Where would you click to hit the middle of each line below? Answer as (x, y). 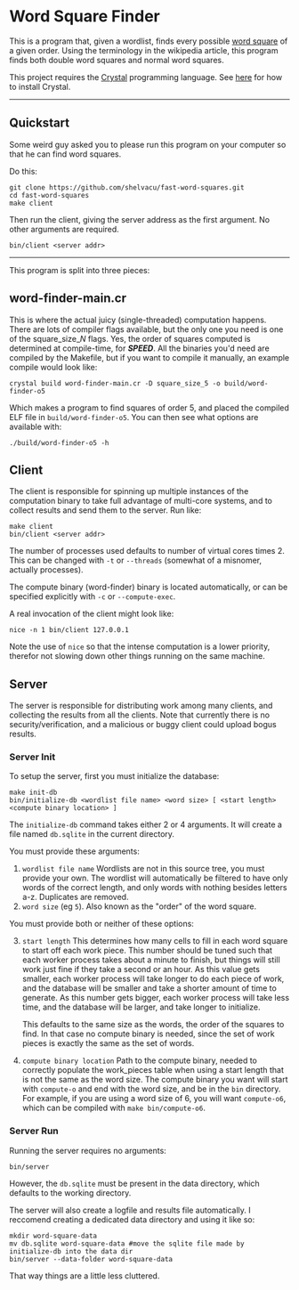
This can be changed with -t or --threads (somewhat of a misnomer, (136, 560)
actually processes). (46, 570)
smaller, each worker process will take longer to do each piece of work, (153, 979)
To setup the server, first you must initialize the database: (114, 776)
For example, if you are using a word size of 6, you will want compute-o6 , (154, 1099)
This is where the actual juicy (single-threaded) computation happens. (138, 320)
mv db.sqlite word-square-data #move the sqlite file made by (127, 1244)
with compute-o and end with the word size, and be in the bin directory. (151, 1089)
